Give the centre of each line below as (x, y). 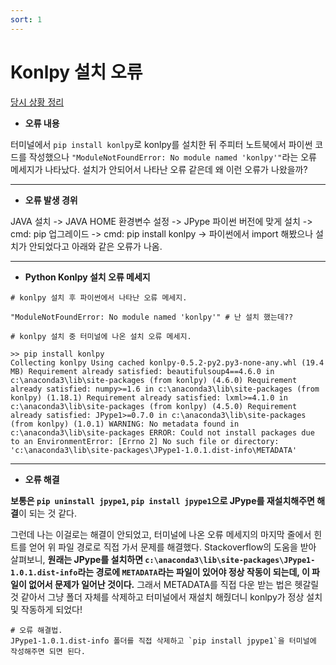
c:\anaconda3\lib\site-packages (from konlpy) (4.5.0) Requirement (154, 406)
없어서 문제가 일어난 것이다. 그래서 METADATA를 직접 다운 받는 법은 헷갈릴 (174, 584)
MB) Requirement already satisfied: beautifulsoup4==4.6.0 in (142, 371)
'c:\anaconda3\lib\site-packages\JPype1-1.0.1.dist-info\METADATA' (154, 450)
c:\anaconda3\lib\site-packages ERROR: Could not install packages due (162, 432)
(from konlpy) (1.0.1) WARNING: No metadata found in (125, 424)
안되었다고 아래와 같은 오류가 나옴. (95, 246)
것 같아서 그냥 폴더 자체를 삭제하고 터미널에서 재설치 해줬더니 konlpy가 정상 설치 (166, 597)
